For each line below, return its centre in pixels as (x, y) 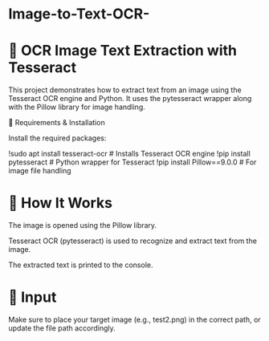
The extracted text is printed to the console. (81, 265)
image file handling (40, 171)
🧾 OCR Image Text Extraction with (122, 51)
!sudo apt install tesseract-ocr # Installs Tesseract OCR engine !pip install (129, 154)
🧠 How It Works (60, 203)
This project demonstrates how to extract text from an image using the (125, 90)
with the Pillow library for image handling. (77, 107)
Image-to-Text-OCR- (79, 14)
